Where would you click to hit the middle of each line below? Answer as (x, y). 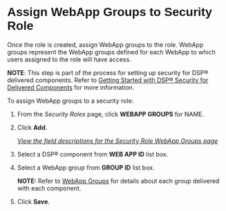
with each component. (49, 188)
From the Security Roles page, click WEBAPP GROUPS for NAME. (111, 114)
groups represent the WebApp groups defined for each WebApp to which (112, 52)
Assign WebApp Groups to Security (110, 12)
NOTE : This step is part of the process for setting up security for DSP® (108, 72)
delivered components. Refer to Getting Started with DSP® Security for (108, 80)
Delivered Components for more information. (71, 87)
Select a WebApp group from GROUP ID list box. (86, 168)
